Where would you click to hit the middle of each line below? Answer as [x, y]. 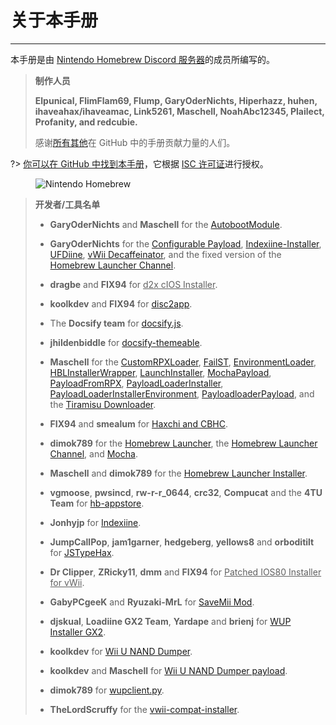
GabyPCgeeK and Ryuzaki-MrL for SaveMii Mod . [152, 602]
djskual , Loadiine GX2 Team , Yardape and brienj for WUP [170, 621]
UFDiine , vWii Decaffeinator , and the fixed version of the [165, 254]
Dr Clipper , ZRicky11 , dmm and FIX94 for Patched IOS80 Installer [185, 572]
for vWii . [67, 582]
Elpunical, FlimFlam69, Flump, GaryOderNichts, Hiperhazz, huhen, [176, 100]
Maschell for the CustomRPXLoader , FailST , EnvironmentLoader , [183, 362]
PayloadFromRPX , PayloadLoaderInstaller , [136, 383]
